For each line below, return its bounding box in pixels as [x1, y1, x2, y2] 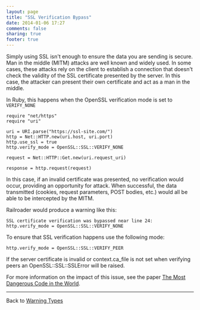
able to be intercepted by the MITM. [6, 195, 94, 202]
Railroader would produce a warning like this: [6, 207, 117, 213]
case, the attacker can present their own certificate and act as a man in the [6, 78, 190, 85]
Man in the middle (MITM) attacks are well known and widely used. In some [6, 59, 192, 66]
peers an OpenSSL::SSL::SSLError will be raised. [6, 262, 125, 269]
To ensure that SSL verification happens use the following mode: [6, 234, 165, 241]
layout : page [6, 8, 39, 15]
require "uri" [6, 118, 42, 124]
